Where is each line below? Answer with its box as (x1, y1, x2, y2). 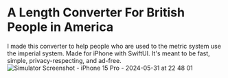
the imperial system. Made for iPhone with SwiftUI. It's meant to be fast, (7, 49, 211, 57)
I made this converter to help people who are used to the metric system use (7, 42, 222, 50)
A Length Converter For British (7, 5, 185, 21)
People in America (7, 19, 114, 35)
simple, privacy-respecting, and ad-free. (7, 56, 122, 64)
